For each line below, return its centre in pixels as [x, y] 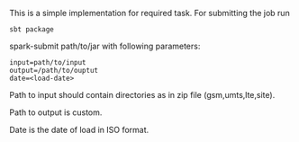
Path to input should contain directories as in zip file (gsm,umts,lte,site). [142, 95]
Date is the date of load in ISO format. [79, 130]
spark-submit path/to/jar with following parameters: [105, 46]
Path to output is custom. [56, 112]
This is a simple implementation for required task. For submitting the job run [149, 13]
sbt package [32, 30]
